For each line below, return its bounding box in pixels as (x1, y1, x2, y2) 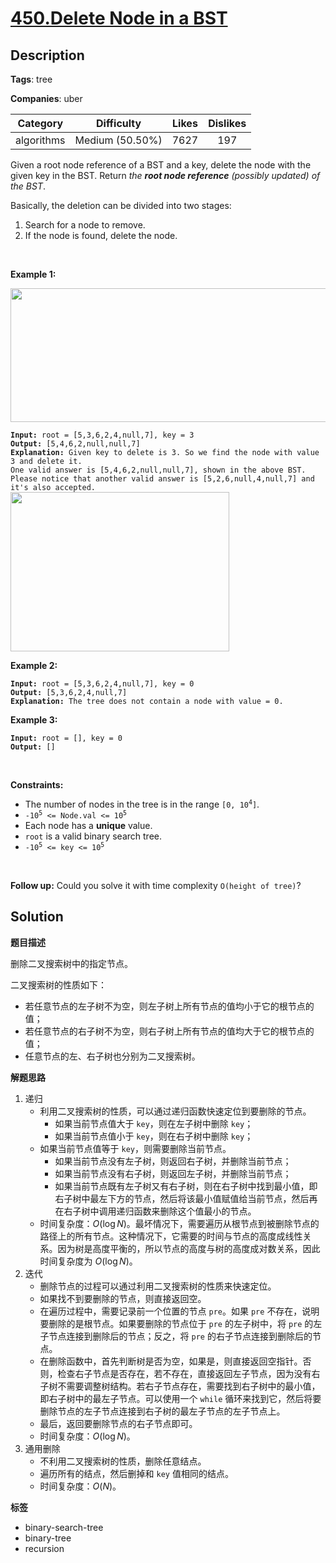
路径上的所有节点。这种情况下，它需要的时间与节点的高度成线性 (39, 1230, 303, 1242)
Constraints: (10, 779, 64, 791)
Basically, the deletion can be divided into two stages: (10, 200, 232, 211)
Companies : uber (10, 93, 83, 104)
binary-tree (24, 1532, 72, 1544)
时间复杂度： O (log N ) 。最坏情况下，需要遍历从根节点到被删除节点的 (39, 1217, 320, 1229)
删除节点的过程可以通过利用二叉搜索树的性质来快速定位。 (39, 1280, 277, 1292)
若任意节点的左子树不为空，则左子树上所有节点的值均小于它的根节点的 (24, 1000, 315, 1012)
